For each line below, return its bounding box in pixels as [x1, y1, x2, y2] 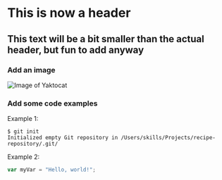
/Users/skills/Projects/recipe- [121, 134, 216, 141]
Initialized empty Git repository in [7, 134, 118, 141]
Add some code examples [7, 98, 98, 108]
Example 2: [7, 153, 40, 161]
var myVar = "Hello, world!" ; [7, 167, 97, 174]
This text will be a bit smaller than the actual [7, 33, 204, 45]
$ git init [7, 128, 39, 135]
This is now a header [7, 5, 131, 21]
